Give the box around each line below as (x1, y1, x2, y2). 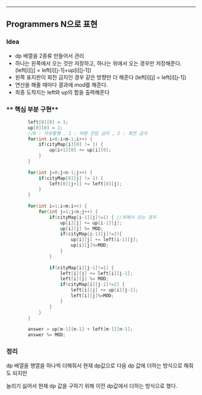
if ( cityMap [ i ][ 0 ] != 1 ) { (38, 142, 103, 148)
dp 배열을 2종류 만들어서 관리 (14, 52, 84, 59)
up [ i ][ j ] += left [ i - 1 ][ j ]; (70, 237, 138, 243)
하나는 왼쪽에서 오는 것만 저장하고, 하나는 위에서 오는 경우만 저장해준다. (14, 60, 182, 67)
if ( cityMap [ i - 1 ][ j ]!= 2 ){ (60, 231, 122, 237)
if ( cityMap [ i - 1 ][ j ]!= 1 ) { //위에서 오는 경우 (49, 214, 156, 220)
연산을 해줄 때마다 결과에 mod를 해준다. (14, 81, 108, 88)
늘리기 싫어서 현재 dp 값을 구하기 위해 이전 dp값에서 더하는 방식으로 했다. (6, 382, 178, 390)
